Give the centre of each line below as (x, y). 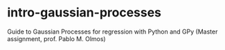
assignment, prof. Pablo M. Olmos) (56, 38)
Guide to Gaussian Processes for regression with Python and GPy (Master (112, 32)
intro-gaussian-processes (84, 13)
